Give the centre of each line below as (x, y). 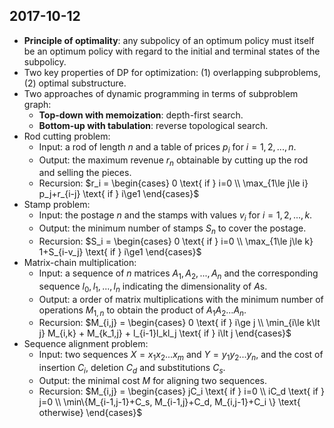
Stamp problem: (57, 205)
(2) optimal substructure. (75, 83)
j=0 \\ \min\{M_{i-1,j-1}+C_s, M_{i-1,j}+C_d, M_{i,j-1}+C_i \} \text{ (169, 401)
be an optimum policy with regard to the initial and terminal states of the (172, 51)
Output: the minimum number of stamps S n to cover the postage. (172, 229)
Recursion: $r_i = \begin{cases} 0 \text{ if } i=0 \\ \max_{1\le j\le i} (173, 183)
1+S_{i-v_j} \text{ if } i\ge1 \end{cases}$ (120, 252)
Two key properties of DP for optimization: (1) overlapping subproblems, (172, 72)
